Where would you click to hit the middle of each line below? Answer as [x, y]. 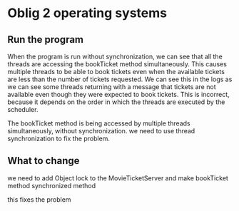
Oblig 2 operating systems [87, 13]
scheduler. [23, 109]
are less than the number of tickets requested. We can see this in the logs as [120, 79]
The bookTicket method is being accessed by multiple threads [99, 123]
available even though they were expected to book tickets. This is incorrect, [118, 94]
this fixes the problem [39, 199]
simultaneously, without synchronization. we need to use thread [101, 131]
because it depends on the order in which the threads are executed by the [116, 102]
